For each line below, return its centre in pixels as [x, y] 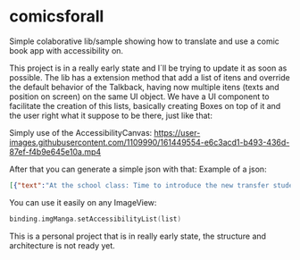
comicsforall [57, 17]
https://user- [177, 132]
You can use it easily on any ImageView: [83, 202]
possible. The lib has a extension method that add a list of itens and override [150, 77]
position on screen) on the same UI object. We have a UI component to [139, 96]
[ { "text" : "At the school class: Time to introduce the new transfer [139, 185]
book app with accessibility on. [66, 50]
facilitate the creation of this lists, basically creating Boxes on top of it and [145, 105]
